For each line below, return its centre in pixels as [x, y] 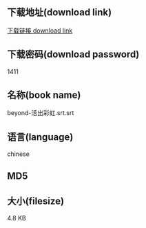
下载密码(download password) [73, 54]
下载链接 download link [40, 30]
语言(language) [40, 137]
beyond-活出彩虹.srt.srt [41, 113]
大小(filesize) [35, 201]
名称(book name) [44, 95]
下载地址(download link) [60, 12]
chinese [18, 154]
